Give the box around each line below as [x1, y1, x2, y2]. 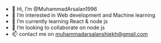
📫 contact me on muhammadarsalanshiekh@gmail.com [11, 31, 148, 37]
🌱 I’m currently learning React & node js [11, 18, 108, 24]
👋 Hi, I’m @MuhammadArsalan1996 [11, 6, 97, 12]
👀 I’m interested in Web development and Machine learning [11, 12, 156, 19]
